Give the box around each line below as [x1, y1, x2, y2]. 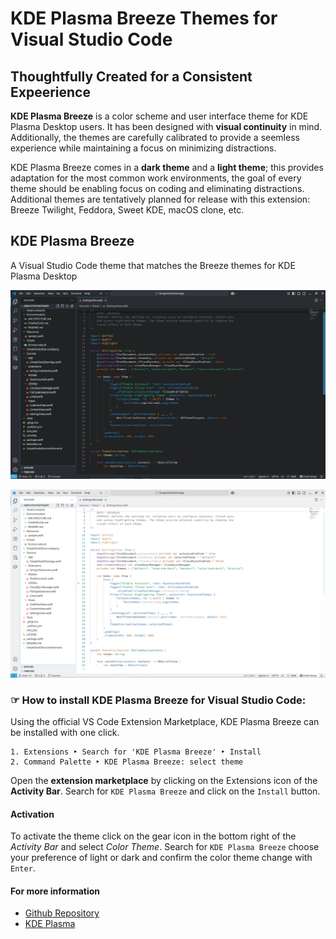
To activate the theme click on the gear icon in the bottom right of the [10, 830, 297, 842]
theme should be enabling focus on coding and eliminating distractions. [10, 183, 305, 194]
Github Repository [24, 907, 100, 919]
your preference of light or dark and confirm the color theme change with [10, 852, 313, 864]
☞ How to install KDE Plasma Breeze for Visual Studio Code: [10, 693, 307, 707]
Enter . [10, 862, 36, 874]
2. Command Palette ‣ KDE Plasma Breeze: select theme [10, 757, 244, 767]
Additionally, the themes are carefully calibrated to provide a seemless [10, 132, 300, 143]
